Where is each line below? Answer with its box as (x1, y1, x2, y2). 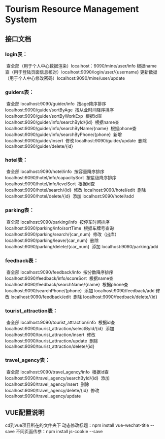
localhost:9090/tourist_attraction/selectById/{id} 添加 (5, 326, 114, 332)
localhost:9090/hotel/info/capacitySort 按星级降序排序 (5, 175, 117, 181)
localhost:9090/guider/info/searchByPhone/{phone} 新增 (5, 132, 122, 137)
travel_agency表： (5, 357, 50, 364)
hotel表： (5, 157, 28, 164)
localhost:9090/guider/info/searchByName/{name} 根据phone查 (5, 126, 137, 132)
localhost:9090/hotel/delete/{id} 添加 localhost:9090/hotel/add (5, 193, 134, 199)
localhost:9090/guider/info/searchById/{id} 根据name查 (5, 119, 120, 125)
